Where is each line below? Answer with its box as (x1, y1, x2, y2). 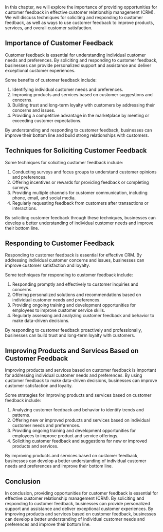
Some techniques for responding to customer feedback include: (5, 272, 133, 278)
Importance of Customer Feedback (5, 39, 113, 47)
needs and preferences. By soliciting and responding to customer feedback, (5, 57, 158, 63)
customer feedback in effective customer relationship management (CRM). (5, 9, 155, 15)
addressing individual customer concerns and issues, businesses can (5, 257, 145, 263)
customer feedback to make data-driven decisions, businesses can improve (5, 378, 157, 383)
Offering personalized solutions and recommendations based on (12, 292, 141, 298)
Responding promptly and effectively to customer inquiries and (12, 281, 139, 287)
